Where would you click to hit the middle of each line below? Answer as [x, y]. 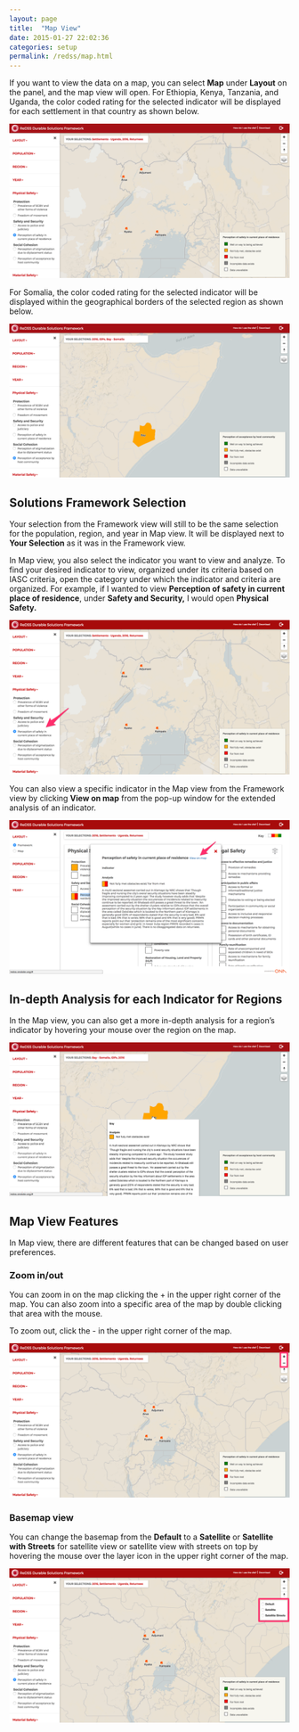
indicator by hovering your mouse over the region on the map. [123, 1030]
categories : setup [43, 47]
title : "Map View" [45, 28]
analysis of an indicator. [53, 808]
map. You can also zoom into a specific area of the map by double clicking [145, 1304]
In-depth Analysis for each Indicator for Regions [146, 999]
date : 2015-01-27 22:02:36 [59, 37]
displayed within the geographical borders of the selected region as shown [146, 301]
